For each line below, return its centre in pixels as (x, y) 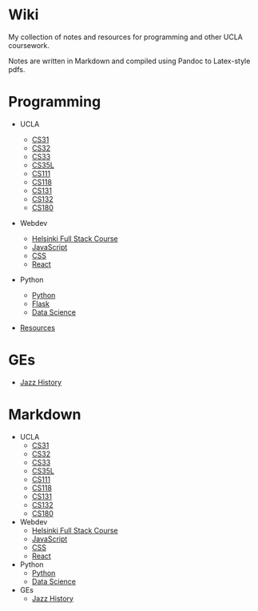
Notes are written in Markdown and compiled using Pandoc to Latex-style (129, 61)
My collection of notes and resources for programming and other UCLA (126, 37)
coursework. (29, 45)
